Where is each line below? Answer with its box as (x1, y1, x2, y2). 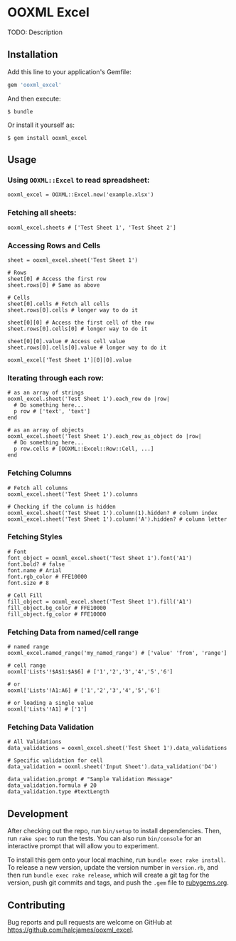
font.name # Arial (7, 566, 62, 574)
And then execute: (7, 94, 61, 103)
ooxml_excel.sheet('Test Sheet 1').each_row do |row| (7, 395, 171, 403)
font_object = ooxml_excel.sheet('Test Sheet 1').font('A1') (7, 554, 193, 561)
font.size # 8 (7, 579, 50, 586)
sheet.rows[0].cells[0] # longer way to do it (7, 325, 148, 332)
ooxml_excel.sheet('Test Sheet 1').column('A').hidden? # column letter (7, 515, 227, 523)
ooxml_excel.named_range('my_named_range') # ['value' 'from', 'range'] (7, 650, 227, 657)
